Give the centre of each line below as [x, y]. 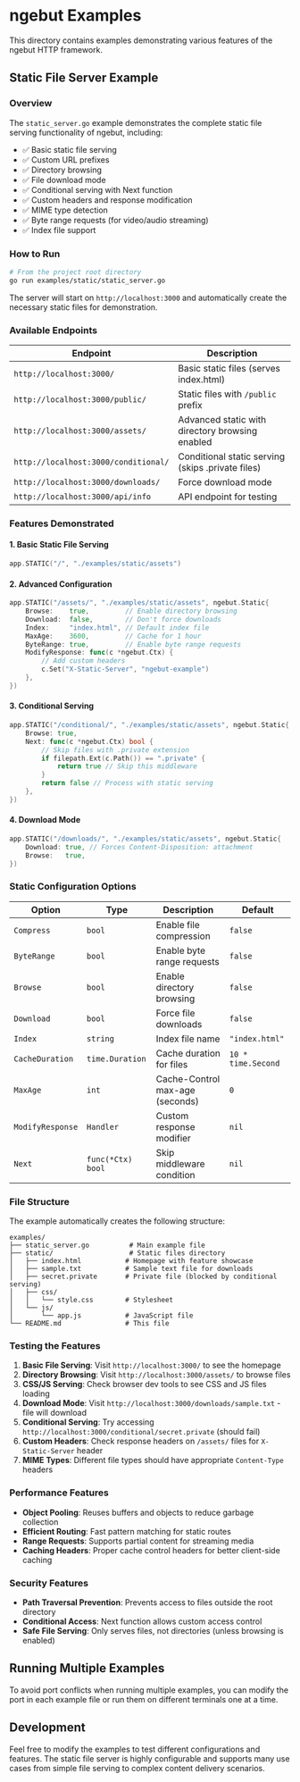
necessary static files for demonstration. [83, 307]
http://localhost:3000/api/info [83, 496]
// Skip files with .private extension [116, 750]
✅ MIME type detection [65, 210]
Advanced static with [222, 419]
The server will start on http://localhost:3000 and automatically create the [148, 297]
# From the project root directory [75, 272]
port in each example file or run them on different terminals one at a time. [144, 1699]
